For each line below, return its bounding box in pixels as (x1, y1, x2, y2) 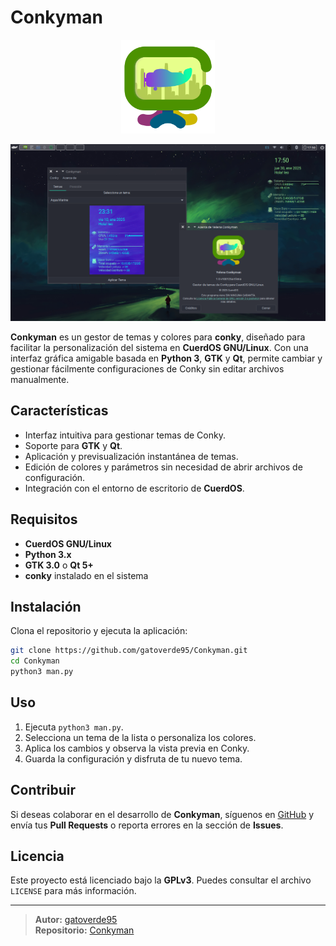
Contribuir (10, 782, 77, 799)
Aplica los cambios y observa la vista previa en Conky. (24, 742, 250, 754)
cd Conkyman (10, 656, 60, 666)
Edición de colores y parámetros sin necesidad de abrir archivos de (24, 461, 303, 473)
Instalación (10, 598, 82, 615)
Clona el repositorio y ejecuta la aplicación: (10, 625, 188, 637)
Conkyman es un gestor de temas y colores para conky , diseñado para (10, 331, 306, 343)
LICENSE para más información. (10, 885, 137, 897)
